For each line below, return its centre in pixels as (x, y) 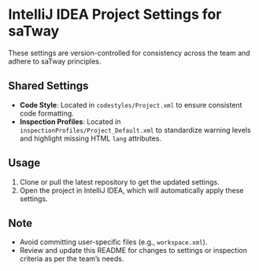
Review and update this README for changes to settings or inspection (133, 251)
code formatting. (47, 113)
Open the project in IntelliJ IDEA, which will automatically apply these (131, 190)
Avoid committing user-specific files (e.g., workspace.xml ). (113, 242)
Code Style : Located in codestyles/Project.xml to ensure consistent (131, 104)
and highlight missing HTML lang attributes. (90, 138)
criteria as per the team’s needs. (72, 259)
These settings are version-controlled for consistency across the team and (129, 53)
